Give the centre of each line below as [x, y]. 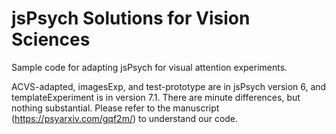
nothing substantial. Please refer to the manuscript [115, 108]
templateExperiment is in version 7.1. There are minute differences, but [156, 97]
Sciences [51, 39]
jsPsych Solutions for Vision [131, 18]
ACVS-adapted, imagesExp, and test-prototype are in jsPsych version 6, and [169, 86]
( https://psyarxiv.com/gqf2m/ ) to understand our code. [125, 118]
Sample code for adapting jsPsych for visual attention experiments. [149, 67]
